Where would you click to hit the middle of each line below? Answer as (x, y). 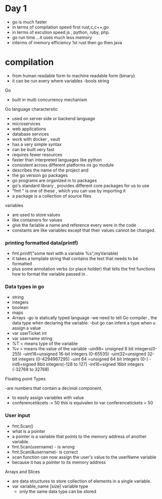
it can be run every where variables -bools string (61, 81)
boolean (20, 308)
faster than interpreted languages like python (57, 160)
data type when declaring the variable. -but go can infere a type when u (84, 323)
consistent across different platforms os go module (63, 165)
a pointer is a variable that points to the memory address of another (79, 436)
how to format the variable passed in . (50, 274)
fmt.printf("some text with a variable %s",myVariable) (65, 254)
